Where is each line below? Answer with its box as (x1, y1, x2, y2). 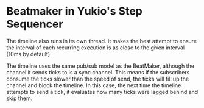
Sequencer (6, 17, 63, 31)
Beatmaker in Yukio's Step (6, 4, 143, 18)
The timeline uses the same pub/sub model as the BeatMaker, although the (6, 62, 195, 70)
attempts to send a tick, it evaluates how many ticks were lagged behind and (6, 88, 199, 95)
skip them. (6, 95, 33, 102)
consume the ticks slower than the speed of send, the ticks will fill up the (6, 75, 189, 82)
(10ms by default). (6, 50, 52, 57)
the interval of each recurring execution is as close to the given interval (6, 44, 185, 51)
